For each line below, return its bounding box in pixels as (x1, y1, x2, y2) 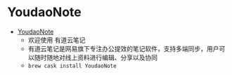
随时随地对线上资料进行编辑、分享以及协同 (34, 53, 158, 62)
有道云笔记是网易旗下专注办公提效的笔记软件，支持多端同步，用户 (27, 44, 219, 53)
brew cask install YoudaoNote (27, 62, 117, 69)
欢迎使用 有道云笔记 (27, 36, 86, 44)
